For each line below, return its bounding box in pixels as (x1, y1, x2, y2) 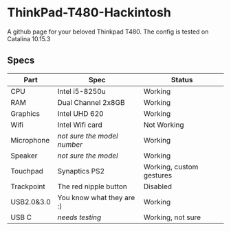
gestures (143, 170, 173, 180)
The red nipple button (57, 182, 127, 191)
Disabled (143, 182, 173, 191)
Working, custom (143, 162, 199, 171)
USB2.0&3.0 (10, 197, 52, 206)
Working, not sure (143, 212, 201, 222)
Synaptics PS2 (57, 166, 105, 175)
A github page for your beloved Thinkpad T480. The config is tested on (7, 27, 209, 36)
